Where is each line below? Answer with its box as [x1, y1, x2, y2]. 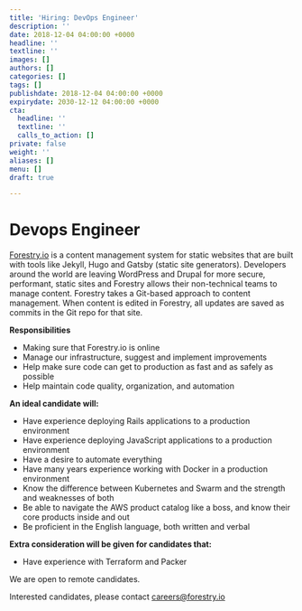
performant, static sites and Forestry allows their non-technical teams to [9, 278, 278, 289]
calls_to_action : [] [17, 131, 95, 140]
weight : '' [9, 147, 50, 156]
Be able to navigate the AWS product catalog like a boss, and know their [22, 503, 291, 513]
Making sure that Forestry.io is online [22, 343, 160, 353]
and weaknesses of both [22, 493, 114, 503]
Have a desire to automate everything [22, 454, 162, 465]
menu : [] [9, 164, 42, 174]
